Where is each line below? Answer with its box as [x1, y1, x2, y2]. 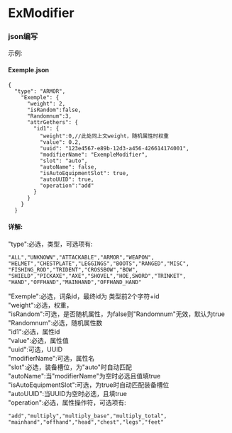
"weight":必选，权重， [8, 300, 73, 309]
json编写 [8, 32, 38, 42]
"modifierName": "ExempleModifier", [39, 151, 148, 158]
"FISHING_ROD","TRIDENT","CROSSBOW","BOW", [8, 266, 139, 274]
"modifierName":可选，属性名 [8, 354, 95, 362]
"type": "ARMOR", [14, 87, 66, 95]
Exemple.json [8, 66, 50, 74]
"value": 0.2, [39, 138, 82, 146]
